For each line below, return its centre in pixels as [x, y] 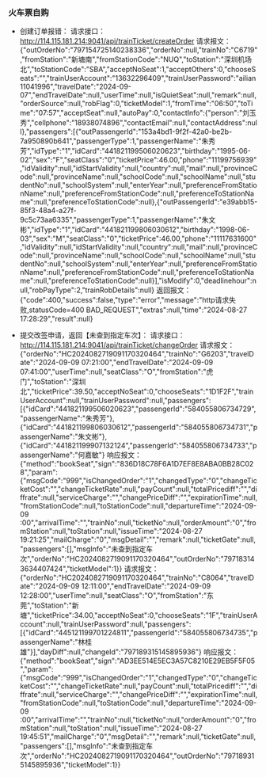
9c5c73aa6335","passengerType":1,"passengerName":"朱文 [118, 220]
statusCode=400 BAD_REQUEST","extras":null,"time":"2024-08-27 [138, 310]
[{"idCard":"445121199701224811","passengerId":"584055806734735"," [137, 633]
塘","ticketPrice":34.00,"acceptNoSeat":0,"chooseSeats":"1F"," [121, 615]
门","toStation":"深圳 [53, 382]
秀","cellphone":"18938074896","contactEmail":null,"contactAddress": [133, 123]
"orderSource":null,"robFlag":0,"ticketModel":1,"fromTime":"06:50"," [130, 104]
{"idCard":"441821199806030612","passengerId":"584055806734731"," [137, 427]
